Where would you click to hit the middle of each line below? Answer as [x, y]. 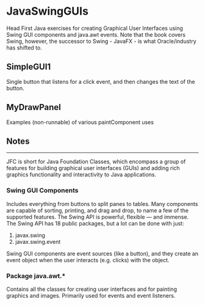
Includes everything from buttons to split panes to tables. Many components [102, 204]
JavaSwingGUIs [47, 11]
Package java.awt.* [36, 276]
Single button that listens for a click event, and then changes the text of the [101, 81]
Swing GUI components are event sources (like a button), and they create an [103, 253]
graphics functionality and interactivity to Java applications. [81, 175]
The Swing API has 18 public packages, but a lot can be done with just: [95, 223]
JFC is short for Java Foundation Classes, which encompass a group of [96, 162]
